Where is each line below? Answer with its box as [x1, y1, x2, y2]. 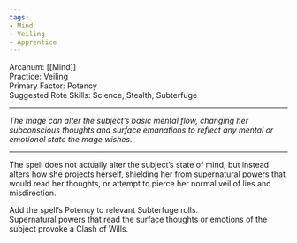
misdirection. [9, 187, 57, 199]
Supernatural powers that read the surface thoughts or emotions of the [9, 214, 268, 225]
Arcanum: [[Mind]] [9, 62, 77, 72]
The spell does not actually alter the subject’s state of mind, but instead [9, 160, 270, 171]
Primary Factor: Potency [9, 80, 97, 91]
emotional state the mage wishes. [9, 134, 133, 145]
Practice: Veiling [9, 72, 69, 82]
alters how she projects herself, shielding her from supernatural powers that [9, 169, 286, 179]
